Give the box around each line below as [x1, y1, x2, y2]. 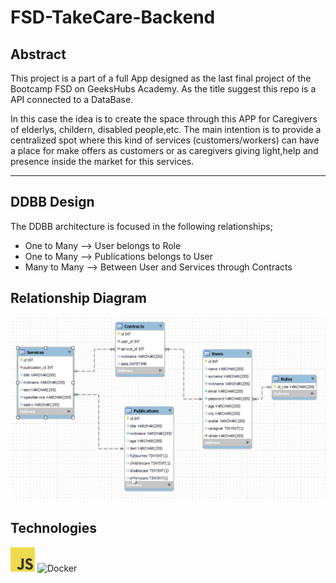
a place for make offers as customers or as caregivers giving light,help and [10, 145, 319, 156]
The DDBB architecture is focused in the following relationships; [10, 220, 273, 232]
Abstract [10, 46, 67, 63]
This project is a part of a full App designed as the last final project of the [10, 72, 312, 84]
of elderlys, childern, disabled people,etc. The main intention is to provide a [10, 124, 322, 135]
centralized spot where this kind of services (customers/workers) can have [10, 134, 320, 146]
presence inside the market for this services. [10, 156, 195, 167]
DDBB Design [10, 194, 95, 211]
